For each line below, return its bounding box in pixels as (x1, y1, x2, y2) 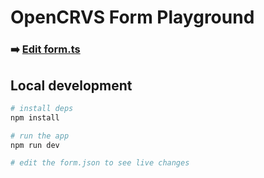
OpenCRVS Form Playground (10, 6, 255, 29)
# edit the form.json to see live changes (10, 158, 190, 168)
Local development (10, 77, 133, 94)
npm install (10, 112, 60, 123)
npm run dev (10, 140, 60, 150)
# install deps (10, 103, 74, 113)
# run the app (10, 131, 70, 141)
